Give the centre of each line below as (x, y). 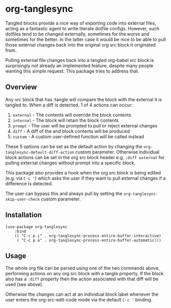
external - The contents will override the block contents (72, 115)
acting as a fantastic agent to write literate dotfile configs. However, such (82, 28)
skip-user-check (23, 199)
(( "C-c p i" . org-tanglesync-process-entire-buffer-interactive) (88, 236)
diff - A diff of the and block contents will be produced (71, 131)
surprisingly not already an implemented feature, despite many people (79, 65)
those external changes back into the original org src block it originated (81, 45)
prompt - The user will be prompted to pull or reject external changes (85, 125)
